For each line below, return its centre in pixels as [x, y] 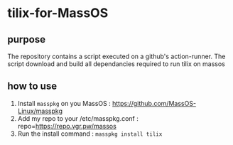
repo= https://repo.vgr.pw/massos [67, 126]
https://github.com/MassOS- [155, 103]
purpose [27, 39]
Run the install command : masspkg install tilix [90, 134]
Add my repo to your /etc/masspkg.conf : [78, 118]
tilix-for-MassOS [58, 13]
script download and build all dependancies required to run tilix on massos [116, 64]
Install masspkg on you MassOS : [64, 103]
